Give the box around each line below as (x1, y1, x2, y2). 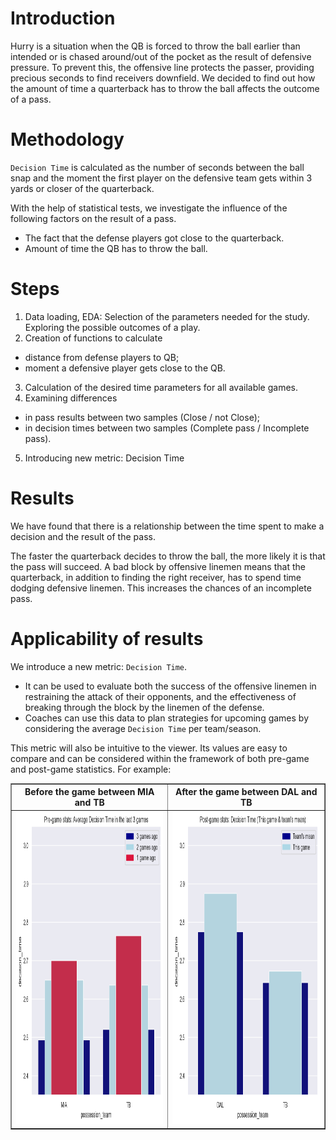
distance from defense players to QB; (24, 351, 180, 363)
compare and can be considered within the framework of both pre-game (10, 752, 310, 764)
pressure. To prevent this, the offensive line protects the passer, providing (10, 61, 315, 73)
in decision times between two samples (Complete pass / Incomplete (24, 422, 310, 434)
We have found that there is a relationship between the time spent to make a (10, 520, 325, 532)
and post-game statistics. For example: (10, 763, 172, 775)
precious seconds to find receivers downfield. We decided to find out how (10, 72, 316, 84)
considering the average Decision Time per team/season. (24, 722, 262, 734)
